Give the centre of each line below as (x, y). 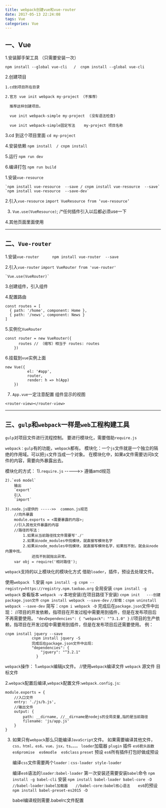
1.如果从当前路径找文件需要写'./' (53, 535)
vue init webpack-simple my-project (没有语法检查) (63, 116)
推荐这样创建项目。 (26, 106)
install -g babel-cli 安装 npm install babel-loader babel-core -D (82, 779)
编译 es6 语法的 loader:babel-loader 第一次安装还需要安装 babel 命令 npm (83, 773)
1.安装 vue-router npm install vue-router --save (62, 256)
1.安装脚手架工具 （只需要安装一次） (42, 58)
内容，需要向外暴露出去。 (40, 460)
